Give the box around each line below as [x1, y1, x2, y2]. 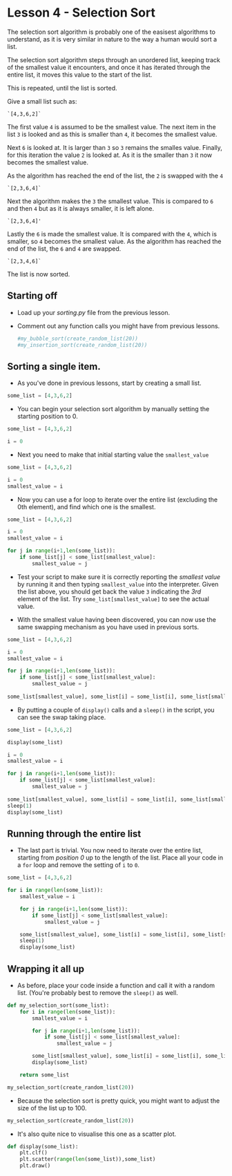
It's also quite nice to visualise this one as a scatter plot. [17, 1130, 177, 1138]
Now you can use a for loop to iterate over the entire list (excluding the [17, 495, 218, 504]
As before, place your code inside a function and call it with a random [17, 981, 215, 989]
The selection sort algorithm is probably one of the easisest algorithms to [7, 28, 216, 36]
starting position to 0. [17, 412, 78, 421]
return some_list [19, 1071, 70, 1079]
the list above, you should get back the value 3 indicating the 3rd [17, 587, 202, 596]
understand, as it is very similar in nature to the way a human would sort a [7, 35, 217, 43]
